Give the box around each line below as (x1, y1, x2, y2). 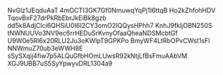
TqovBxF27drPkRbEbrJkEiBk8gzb (7, 14, 106, 22)
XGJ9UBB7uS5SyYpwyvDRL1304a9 (7, 59, 113, 67)
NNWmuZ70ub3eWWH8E (7, 44, 84, 52)
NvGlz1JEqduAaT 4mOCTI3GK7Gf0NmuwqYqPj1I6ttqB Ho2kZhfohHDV (7, 6, 216, 14)
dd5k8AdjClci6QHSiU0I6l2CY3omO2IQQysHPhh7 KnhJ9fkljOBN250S (7, 21, 213, 29)
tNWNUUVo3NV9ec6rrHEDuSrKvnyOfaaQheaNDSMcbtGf (7, 29, 178, 37)
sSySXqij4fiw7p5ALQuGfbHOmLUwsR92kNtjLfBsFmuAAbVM (7, 51, 188, 60)
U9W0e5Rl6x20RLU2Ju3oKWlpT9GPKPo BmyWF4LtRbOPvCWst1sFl (7, 36, 210, 45)
